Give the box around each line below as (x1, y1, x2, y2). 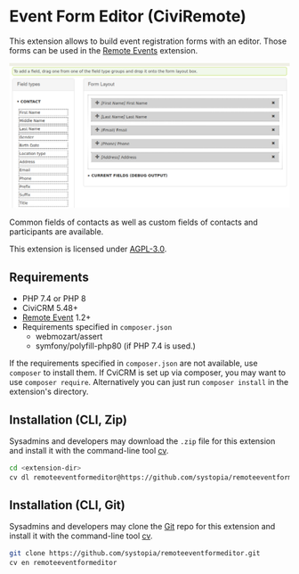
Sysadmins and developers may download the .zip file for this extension (9, 435, 276, 447)
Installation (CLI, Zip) (9, 412, 127, 427)
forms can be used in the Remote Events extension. (9, 45, 198, 55)
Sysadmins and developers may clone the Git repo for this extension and (9, 521, 276, 532)
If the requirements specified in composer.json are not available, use (9, 358, 258, 369)
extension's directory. (9, 386, 89, 398)
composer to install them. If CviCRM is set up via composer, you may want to (9, 367, 287, 378)
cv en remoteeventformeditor (9, 559, 117, 568)
